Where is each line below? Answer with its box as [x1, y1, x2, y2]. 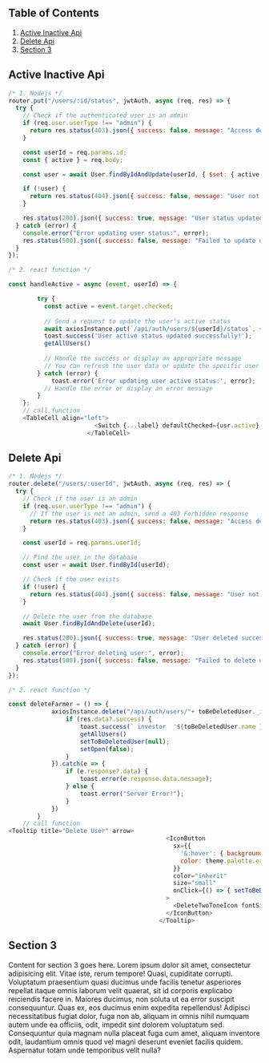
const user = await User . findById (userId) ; [22, 561, 171, 569]
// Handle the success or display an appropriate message [43, 354, 242, 362]
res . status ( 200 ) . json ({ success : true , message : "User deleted [22, 634, 239, 642]
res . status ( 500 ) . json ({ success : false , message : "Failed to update [22, 236, 256, 245]
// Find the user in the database [22, 553, 138, 562]
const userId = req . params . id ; [22, 148, 127, 156]
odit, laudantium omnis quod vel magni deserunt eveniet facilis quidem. [8, 1037, 243, 1046]
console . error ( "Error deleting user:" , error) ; [22, 649, 184, 657]
